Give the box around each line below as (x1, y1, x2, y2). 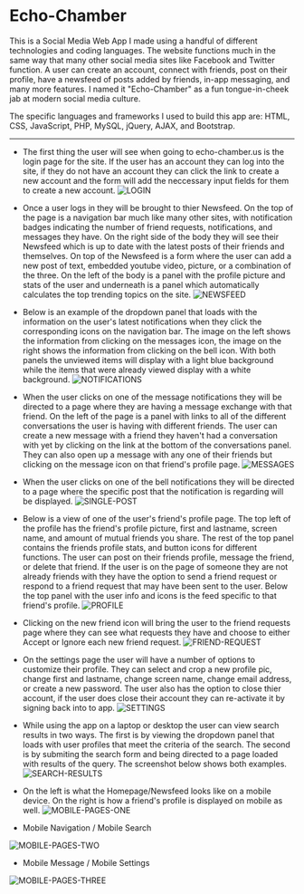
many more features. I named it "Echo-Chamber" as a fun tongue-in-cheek (9, 83, 290, 94)
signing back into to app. (22, 702, 116, 713)
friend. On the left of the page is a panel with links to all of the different (22, 410, 287, 421)
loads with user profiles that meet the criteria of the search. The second (22, 739, 291, 750)
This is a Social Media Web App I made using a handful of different (9, 35, 258, 46)
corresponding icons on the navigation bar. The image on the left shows (22, 325, 291, 336)
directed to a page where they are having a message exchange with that (22, 400, 292, 412)
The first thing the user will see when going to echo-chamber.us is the (22, 146, 285, 157)
